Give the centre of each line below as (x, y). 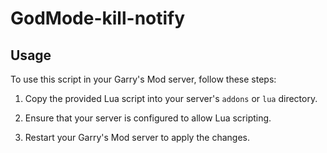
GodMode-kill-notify (98, 18)
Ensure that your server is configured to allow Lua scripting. (148, 118)
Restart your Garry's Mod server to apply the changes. (137, 137)
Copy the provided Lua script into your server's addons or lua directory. (171, 98)
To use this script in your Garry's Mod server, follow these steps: (143, 79)
